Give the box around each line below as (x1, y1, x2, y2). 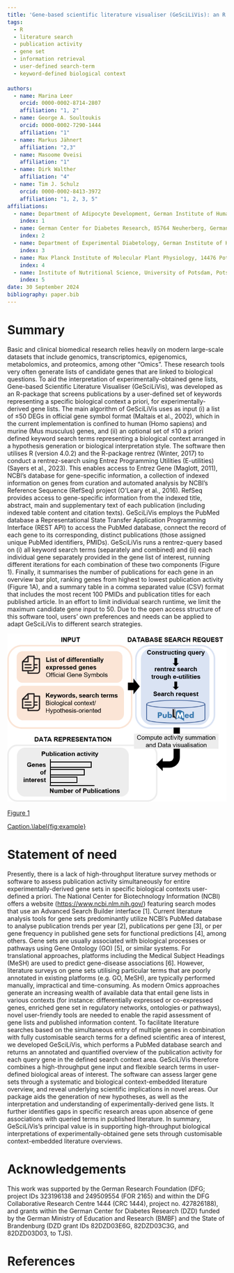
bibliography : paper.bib (7, 291, 79, 298)
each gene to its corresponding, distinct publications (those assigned (7, 531, 206, 539)
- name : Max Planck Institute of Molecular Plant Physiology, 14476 (13, 254, 217, 261)
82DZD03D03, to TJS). (7, 1229, 73, 1237)
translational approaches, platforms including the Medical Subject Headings (7, 952, 225, 960)
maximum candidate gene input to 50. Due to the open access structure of (7, 605, 221, 613)
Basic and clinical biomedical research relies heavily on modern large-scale (7, 345, 224, 353)
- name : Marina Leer (13, 92, 73, 99)
